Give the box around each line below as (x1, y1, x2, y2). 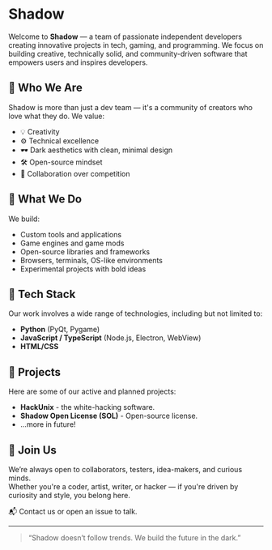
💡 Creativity (19, 126, 60, 136)
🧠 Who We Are (8, 81, 83, 95)
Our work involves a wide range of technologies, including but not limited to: (8, 309, 263, 318)
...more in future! (19, 420, 76, 429)
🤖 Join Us (8, 443, 57, 457)
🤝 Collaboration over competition (19, 168, 130, 178)
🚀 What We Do (8, 192, 83, 207)
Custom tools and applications (19, 229, 122, 239)
